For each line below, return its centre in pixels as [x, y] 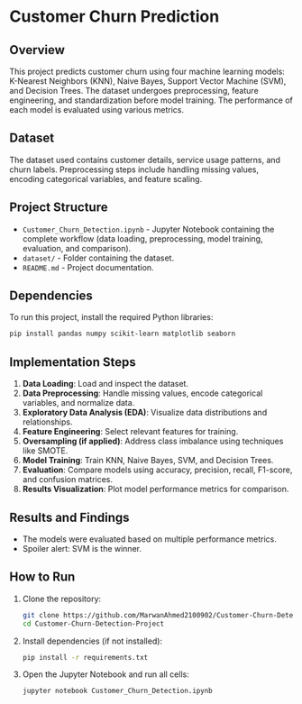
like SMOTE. [45, 451]
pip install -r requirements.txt [85, 657]
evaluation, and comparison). [77, 248]
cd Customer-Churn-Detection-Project [93, 624]
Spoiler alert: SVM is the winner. [82, 548]
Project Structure [59, 208]
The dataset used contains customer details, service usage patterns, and [145, 160]
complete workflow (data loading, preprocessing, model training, [142, 238]
